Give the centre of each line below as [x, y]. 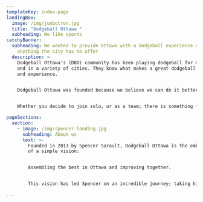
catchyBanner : [24, 40]
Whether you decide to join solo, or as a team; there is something [105, 107]
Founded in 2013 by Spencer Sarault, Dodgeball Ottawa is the [108, 146]
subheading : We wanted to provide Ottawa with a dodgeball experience [102, 46]
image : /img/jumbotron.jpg [46, 23]
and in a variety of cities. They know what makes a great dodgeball [107, 68]
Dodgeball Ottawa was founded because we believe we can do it [98, 90]
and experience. [38, 74]
